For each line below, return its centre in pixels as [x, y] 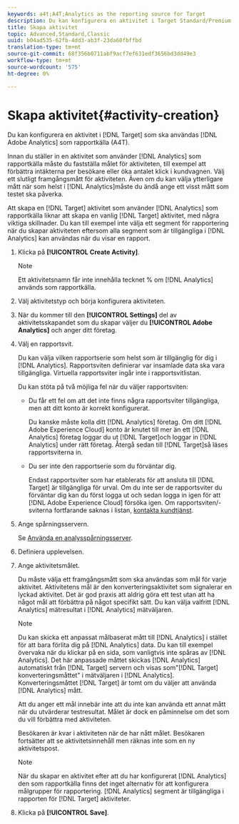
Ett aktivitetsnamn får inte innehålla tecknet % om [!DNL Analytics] [116, 280]
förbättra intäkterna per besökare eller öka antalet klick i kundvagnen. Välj [116, 171]
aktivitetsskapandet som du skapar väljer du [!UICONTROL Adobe [115, 322]
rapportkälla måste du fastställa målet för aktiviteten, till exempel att [107, 164]
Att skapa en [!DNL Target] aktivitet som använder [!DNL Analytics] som [113, 208]
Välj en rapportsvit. [45, 344]
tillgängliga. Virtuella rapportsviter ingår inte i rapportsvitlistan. [109, 373]
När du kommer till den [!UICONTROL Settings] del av [97, 315]
